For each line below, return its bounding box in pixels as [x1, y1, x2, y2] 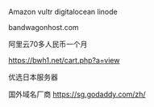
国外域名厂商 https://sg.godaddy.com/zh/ [8, 89, 147, 99]
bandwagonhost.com [8, 23, 79, 32]
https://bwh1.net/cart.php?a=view [8, 56, 120, 65]
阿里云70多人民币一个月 [8, 40, 88, 49]
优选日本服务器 [8, 72, 58, 82]
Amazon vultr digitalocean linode [8, 7, 119, 16]
